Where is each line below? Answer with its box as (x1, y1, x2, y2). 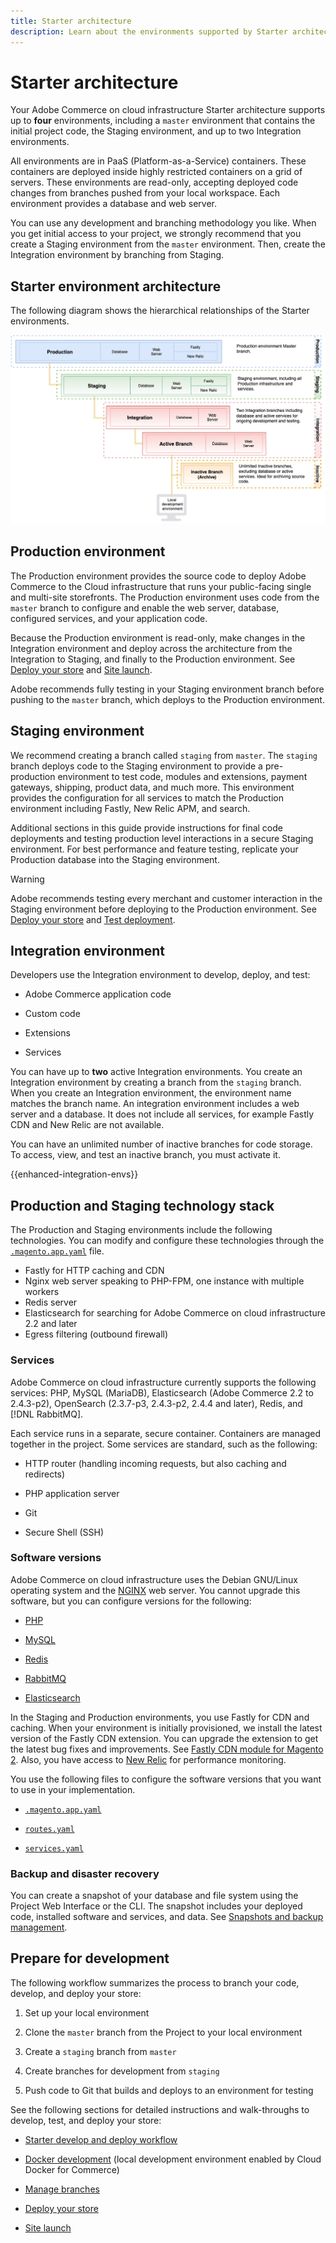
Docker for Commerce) (24, 2163, 120, 2175)
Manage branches (24, 2183, 100, 2195)
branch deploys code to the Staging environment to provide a (10, 760, 263, 772)
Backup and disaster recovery (10, 1866, 160, 1880)
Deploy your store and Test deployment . (10, 913, 176, 925)
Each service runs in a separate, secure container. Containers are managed (10, 1427, 321, 1439)
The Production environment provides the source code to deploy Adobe (10, 570, 307, 582)
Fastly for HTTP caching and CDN (24, 1265, 165, 1277)
